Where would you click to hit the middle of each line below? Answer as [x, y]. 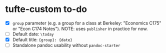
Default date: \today [33, 34]
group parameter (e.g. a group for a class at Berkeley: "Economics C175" [87, 23]
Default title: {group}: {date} [42, 40]
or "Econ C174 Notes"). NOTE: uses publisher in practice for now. [80, 29]
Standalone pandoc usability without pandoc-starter [66, 45]
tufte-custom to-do [46, 9]
